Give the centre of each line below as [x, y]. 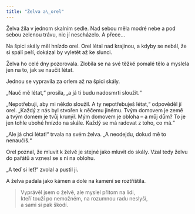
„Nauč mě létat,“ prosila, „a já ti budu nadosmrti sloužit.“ [74, 92]
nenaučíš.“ [19, 140]
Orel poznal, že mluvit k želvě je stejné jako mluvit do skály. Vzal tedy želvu [97, 152]
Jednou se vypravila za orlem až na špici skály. [63, 81]
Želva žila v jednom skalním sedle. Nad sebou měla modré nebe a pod [91, 28]
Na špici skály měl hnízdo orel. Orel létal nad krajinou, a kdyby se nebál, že [96, 46]
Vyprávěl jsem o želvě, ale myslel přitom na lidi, [78, 192]
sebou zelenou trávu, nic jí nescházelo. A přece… [65, 34]
